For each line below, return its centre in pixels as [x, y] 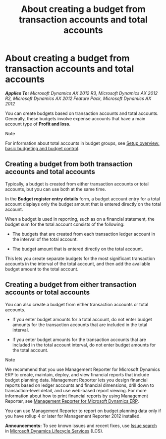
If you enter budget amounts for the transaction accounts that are [79, 340]
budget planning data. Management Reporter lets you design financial [76, 380]
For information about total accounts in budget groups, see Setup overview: [82, 143]
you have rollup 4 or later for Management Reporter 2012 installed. [73, 416]
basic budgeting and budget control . [42, 148]
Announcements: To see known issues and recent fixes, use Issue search [81, 426]
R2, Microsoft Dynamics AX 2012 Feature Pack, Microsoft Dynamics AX [78, 98]
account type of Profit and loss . [38, 124]
